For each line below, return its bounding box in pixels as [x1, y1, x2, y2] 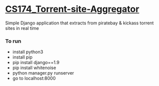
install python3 [12, 49, 44, 55]
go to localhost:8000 [12, 76, 56, 82]
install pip [12, 54, 33, 60]
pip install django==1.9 [12, 60, 60, 66]
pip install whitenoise [12, 65, 56, 71]
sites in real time [5, 25, 39, 31]
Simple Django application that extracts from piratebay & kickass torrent [5, 20, 154, 26]
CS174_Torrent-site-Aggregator [5, 3, 139, 15]
